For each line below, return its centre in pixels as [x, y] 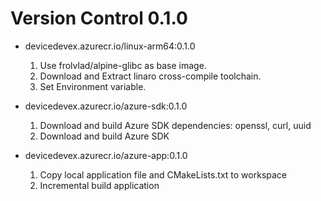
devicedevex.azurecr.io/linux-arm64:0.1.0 [110, 46]
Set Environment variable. [93, 86]
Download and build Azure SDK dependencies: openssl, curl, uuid [175, 125]
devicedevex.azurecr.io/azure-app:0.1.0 [106, 155]
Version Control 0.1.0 [99, 18]
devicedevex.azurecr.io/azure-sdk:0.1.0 [106, 106]
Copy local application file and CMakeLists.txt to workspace [163, 174]
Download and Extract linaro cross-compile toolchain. [150, 76]
